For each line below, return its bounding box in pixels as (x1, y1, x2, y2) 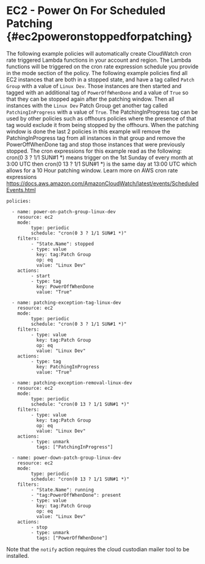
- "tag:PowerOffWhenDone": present (31, 492, 121, 498)
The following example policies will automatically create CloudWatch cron (6, 49, 192, 57)
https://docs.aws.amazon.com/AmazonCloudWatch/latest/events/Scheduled (6, 180, 199, 187)
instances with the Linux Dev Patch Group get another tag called (6, 101, 168, 109)
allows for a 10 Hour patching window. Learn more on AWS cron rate (6, 166, 178, 174)
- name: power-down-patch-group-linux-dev (12, 455, 121, 461)
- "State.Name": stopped (31, 241, 95, 247)
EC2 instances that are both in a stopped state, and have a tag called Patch (6, 76, 195, 83)
